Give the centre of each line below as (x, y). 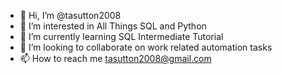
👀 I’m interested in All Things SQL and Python (113, 26)
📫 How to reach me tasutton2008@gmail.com (115, 58)
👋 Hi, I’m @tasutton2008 (70, 15)
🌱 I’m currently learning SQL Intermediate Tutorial (121, 36)
